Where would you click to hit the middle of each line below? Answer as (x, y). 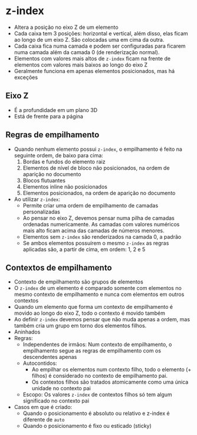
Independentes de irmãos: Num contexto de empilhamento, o (97, 345)
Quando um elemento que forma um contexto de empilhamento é (93, 307)
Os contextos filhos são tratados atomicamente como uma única (110, 382)
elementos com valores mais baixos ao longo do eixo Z (81, 65)
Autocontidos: (40, 363)
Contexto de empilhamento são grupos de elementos (79, 282)
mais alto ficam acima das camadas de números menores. (93, 230)
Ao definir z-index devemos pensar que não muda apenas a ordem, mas (102, 319)
